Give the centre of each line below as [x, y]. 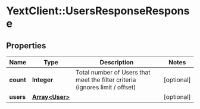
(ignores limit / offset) [106, 87]
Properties [26, 46]
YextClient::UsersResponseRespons [98, 11]
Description [117, 62]
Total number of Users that [113, 72]
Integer [43, 80]
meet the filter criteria [106, 80]
